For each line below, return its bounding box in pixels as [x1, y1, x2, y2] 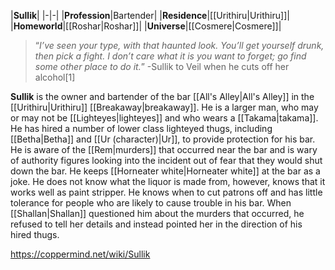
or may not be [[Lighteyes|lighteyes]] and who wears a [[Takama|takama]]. [10, 112, 319, 124]
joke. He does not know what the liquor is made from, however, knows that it [10, 176, 326, 187]
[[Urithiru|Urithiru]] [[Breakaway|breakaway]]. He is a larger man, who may [10, 101, 319, 113]
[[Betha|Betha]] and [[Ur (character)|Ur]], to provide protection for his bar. [10, 133, 316, 145]
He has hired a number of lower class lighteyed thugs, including [10, 123, 273, 134]
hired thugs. [10, 229, 60, 240]
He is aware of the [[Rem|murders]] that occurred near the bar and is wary [10, 144, 318, 155]
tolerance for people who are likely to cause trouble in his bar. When [10, 197, 292, 209]
